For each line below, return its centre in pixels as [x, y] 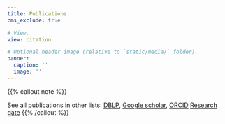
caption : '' [31, 65]
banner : [19, 59]
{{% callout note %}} [37, 91]
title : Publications [37, 14]
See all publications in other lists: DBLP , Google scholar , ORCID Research [112, 105]
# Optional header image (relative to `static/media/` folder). [103, 52]
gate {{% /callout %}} [38, 112]
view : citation [29, 39]
